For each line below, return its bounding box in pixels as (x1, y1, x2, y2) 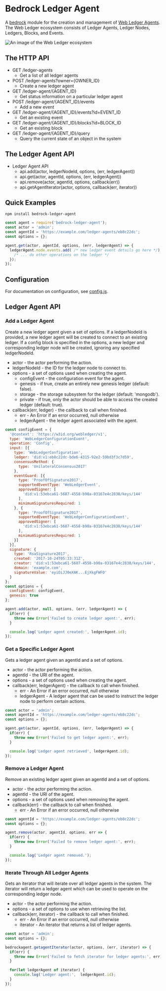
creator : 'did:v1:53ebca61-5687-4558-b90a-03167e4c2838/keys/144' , (14, 561, 156, 566)
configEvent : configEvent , (9, 588, 65, 593)
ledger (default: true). (19, 402, 63, 408)
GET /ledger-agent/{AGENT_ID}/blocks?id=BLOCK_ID (12, 119, 122, 125)
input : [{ (9, 446, 30, 451)
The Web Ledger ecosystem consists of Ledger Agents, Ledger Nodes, (5, 24, 150, 30)
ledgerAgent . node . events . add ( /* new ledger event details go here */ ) (9, 247, 161, 253)
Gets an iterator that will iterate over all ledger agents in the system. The (5, 880, 152, 886)
